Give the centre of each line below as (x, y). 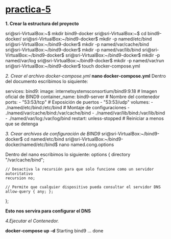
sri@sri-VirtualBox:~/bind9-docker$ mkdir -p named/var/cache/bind (77, 44)
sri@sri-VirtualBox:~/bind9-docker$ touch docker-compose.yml (73, 66)
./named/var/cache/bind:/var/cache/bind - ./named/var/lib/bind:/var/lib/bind (85, 113)
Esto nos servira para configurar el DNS (48, 211)
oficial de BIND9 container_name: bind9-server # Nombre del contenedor (82, 97)
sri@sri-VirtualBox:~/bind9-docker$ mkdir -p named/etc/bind (87, 39)
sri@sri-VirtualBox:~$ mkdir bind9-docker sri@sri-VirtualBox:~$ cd (76, 33)
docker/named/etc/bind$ (31, 145)
